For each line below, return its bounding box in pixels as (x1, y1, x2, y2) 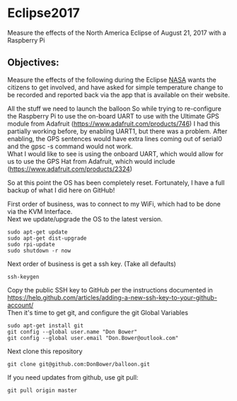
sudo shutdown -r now (7, 247, 71, 254)
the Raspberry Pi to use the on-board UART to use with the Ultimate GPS (7, 111, 219, 120)
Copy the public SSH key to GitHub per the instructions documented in (7, 285, 214, 294)
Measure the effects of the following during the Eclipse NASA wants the (7, 75, 217, 84)
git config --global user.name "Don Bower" (7, 328, 138, 335)
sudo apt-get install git (7, 322, 83, 329)
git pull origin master (7, 387, 78, 394)
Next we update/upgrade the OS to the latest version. (7, 214, 163, 223)
